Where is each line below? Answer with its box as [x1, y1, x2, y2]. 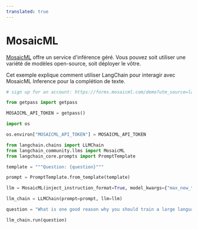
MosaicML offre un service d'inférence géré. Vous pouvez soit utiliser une [6, 54, 186, 61]
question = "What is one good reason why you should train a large [6, 207, 176, 212]
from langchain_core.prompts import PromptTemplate [6, 153, 136, 159]
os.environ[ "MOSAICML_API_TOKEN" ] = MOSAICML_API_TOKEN [6, 132, 146, 138]
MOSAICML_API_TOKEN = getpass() [6, 110, 85, 116]
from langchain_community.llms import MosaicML [6, 148, 126, 153]
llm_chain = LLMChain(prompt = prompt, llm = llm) [6, 196, 123, 202]
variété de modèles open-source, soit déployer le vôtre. [6, 60, 141, 67]
